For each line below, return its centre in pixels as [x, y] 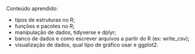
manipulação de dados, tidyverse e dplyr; [65, 32]
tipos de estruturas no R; [45, 20]
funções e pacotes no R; [45, 26]
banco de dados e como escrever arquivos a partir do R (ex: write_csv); [102, 38]
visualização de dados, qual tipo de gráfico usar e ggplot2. [87, 45]
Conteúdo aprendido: [32, 9]
